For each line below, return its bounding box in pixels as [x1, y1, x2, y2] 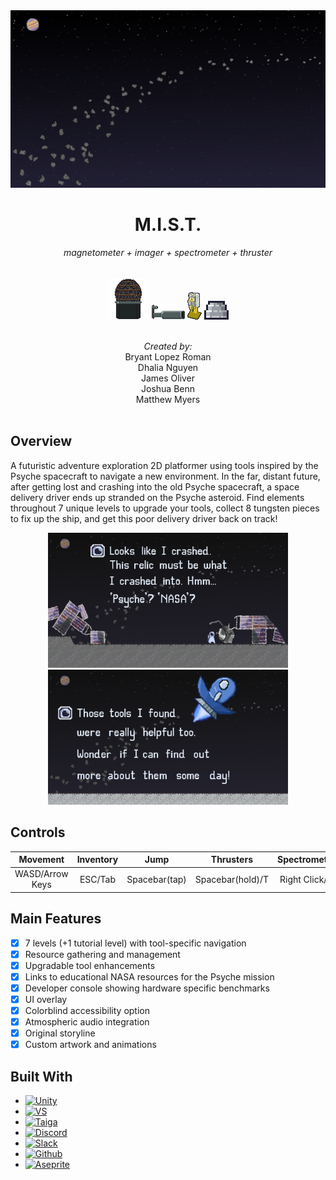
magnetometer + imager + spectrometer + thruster [63, 247, 273, 259]
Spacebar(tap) [126, 873, 187, 885]
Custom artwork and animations [24, 1039, 157, 1051]
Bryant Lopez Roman [124, 350, 212, 363]
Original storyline [24, 1027, 96, 1039]
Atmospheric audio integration [24, 1016, 150, 1028]
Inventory [76, 854, 119, 866]
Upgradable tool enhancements [24, 959, 156, 971]
